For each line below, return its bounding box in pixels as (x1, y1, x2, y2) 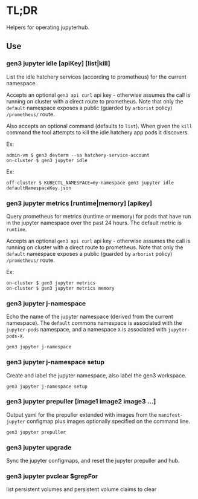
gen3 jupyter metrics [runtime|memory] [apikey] (6, 199, 153, 207)
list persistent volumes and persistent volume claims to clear (6, 486, 157, 493)
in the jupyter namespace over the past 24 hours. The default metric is (6, 219, 182, 226)
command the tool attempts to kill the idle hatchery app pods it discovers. (6, 128, 189, 136)
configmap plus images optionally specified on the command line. (27, 417, 190, 425)
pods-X (6, 333, 23, 339)
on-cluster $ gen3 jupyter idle (6, 157, 88, 163)
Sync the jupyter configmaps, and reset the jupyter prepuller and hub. (6, 457, 180, 465)
